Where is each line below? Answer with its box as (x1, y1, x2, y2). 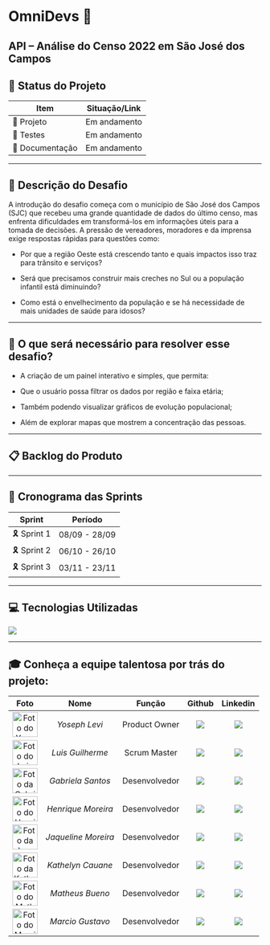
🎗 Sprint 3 (12, 561, 51, 572)
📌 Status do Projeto (8, 79, 107, 92)
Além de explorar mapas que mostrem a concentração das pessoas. (19, 418, 247, 427)
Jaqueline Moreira (45, 832, 115, 843)
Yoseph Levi (56, 719, 103, 730)
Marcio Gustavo (49, 916, 111, 927)
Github (187, 698, 215, 710)
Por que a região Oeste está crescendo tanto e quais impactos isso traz (19, 249, 257, 260)
